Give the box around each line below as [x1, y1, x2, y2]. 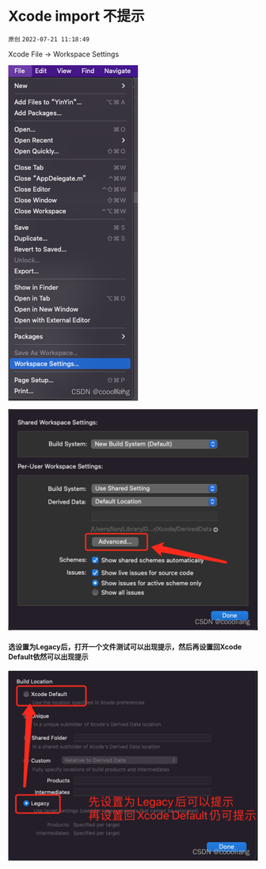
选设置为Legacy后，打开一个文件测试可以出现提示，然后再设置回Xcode [8, 641, 242, 651]
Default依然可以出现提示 [8, 652, 89, 661]
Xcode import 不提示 [8, 7, 145, 25]
